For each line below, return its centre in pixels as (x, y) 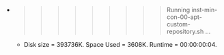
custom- (179, 24)
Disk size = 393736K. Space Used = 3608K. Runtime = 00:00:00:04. (120, 44)
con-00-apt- (184, 17)
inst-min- (204, 10)
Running (178, 10)
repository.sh (185, 31)
